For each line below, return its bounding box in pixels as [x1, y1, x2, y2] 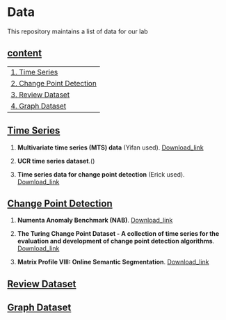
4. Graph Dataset [10, 101, 67, 111]
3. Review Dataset [10, 90, 70, 99]
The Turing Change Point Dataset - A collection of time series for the [17, 230, 220, 238]
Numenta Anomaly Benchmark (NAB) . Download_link [17, 216, 173, 225]
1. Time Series [10, 67, 58, 77]
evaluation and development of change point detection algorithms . [17, 237, 215, 246]
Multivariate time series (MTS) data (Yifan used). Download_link [17, 143, 204, 152]
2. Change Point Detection [10, 78, 97, 88]
